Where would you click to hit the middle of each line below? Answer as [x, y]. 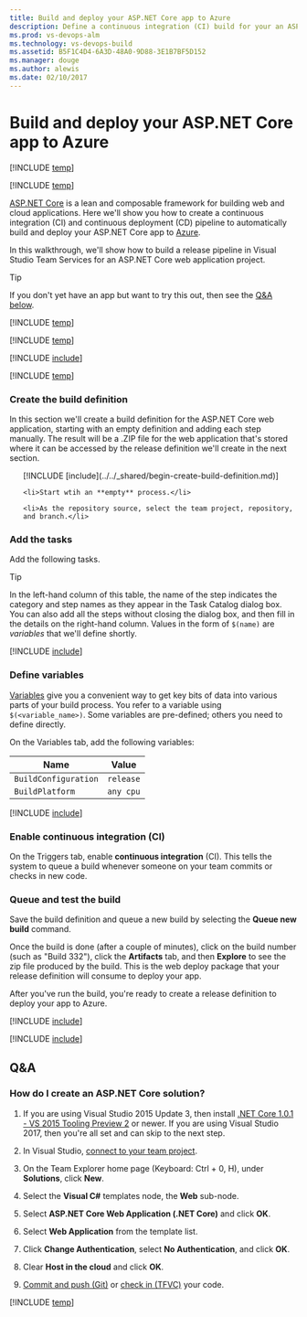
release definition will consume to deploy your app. [106, 976]
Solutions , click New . [64, 1178]
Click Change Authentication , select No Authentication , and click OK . [156, 1248]
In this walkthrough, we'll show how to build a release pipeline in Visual [143, 250]
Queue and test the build [65, 899]
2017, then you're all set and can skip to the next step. [124, 1133]
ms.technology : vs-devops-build [71, 43]
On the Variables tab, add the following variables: [102, 742]
